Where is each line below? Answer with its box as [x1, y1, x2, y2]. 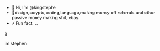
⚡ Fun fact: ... [11, 20, 38, 26]
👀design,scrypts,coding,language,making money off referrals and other [11, 10, 155, 15]
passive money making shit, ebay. [11, 15, 80, 20]
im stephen [4, 41, 27, 46]
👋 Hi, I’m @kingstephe [11, 5, 56, 10]
